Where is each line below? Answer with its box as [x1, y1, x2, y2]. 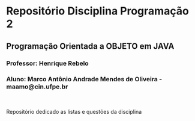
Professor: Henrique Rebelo [6, 59, 89, 67]
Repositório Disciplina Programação [6, 4, 189, 18]
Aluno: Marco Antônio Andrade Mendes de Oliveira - [6, 75, 163, 84]
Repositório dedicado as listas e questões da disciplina [6, 108, 142, 115]
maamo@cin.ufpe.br [6, 82, 68, 91]
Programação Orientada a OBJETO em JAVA [6, 41, 175, 51]
